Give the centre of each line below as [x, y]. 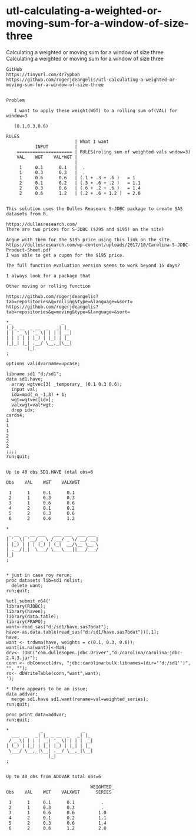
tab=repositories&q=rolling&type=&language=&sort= [69, 301]
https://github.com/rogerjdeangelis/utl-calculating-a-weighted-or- [92, 80]
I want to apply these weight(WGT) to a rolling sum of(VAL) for [96, 110]
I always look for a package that [49, 276]
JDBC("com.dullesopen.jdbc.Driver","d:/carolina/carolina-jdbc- [102, 653]
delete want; [27, 585]
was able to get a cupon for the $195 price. [68, 255]
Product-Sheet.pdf [29, 250]
